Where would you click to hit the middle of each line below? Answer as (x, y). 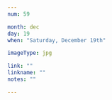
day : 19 (19, 34)
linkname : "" (27, 73)
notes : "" (22, 79)
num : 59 (19, 14)
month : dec (23, 27)
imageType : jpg (30, 53)
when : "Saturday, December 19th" (57, 40)
